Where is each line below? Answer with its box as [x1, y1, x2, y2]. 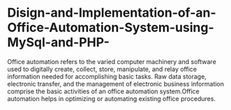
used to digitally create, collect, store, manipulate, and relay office [7, 65, 198, 73]
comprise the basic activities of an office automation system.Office [7, 87, 200, 95]
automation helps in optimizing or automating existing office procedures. [7, 94, 216, 102]
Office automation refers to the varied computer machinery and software [7, 57, 216, 65]
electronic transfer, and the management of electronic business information [7, 79, 225, 88]
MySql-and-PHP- [7, 35, 110, 50]
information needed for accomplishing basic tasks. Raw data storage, [7, 72, 207, 81]
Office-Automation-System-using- [7, 19, 214, 36]
